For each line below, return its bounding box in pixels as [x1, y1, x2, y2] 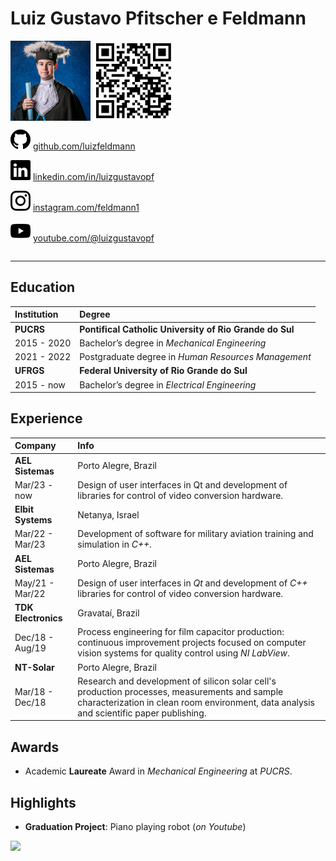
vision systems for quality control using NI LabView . [77, 647, 290, 659]
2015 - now [14, 378, 66, 391]
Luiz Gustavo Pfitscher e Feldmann [10, 7, 307, 30]
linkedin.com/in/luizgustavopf [32, 170, 155, 182]
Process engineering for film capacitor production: [77, 626, 285, 638]
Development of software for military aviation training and [77, 528, 314, 540]
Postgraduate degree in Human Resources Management [79, 351, 312, 362]
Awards [10, 738, 60, 756]
